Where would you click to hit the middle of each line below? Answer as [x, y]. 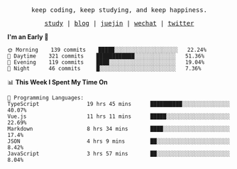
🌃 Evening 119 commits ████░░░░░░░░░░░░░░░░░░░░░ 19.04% [106, 62]
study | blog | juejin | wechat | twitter [119, 23]
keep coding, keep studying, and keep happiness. [119, 10]
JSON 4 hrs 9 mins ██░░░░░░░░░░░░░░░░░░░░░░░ [119, 141]
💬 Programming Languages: [45, 98]
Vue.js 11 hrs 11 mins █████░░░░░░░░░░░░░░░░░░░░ [119, 116]
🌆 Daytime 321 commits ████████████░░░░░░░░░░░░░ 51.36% [106, 56]
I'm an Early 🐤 [28, 37]
